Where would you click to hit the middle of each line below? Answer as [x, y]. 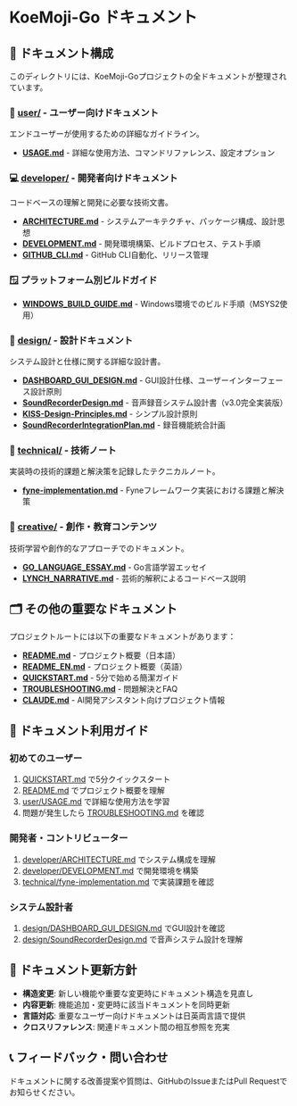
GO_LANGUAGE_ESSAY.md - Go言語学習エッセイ [114, 567]
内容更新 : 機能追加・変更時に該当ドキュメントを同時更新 [126, 1004]
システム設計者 [41, 907]
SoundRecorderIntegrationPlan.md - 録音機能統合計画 [124, 425]
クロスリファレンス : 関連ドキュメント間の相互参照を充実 [126, 1027]
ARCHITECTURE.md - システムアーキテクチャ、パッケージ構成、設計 [150, 221]
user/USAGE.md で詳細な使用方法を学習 [96, 802]
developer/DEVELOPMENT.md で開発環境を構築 [110, 870]
